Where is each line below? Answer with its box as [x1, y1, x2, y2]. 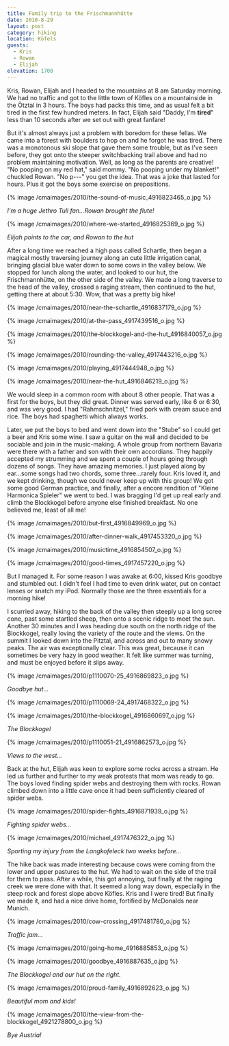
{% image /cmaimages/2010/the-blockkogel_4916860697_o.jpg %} [7, 711, 196, 720]
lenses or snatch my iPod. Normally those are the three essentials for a [7, 586, 206, 595]
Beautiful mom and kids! [7, 997, 77, 1005]
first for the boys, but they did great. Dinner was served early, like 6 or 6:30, [7, 397, 221, 405]
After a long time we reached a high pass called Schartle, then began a [7, 246, 207, 254]
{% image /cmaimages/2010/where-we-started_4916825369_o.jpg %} [7, 219, 205, 228]
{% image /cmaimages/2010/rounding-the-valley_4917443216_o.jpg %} [7, 350, 208, 359]
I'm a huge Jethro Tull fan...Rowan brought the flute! [7, 206, 154, 215]
